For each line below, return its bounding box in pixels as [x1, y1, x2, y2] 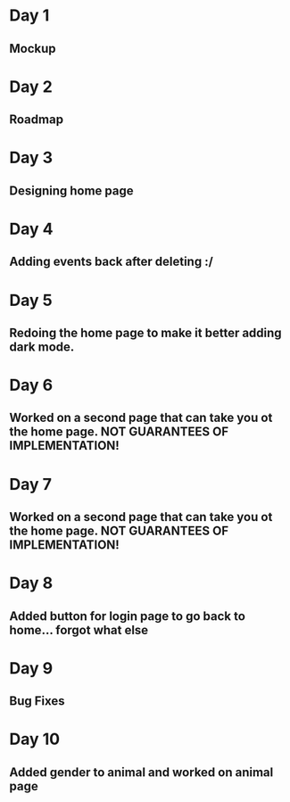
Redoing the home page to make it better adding [9, 325, 283, 340]
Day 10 [9, 729, 61, 749]
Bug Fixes [9, 693, 65, 709]
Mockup [9, 41, 56, 56]
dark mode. [9, 339, 75, 354]
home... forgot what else [9, 622, 149, 638]
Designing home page [9, 183, 134, 198]
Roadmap [9, 112, 64, 128]
